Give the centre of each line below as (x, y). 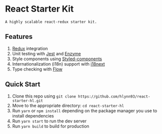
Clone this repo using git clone (44, 96)
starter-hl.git (28, 100)
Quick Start (23, 84)
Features (19, 37)
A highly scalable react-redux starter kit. (51, 22)
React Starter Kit (40, 9)
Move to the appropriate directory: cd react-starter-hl (68, 105)
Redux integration (30, 48)
